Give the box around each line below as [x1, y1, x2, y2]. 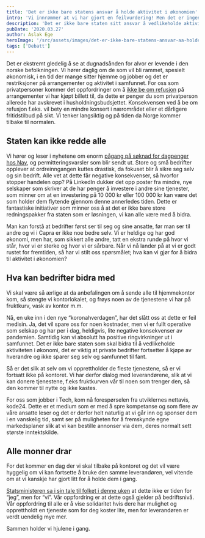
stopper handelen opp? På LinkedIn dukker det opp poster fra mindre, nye [6, 178, 192, 185]
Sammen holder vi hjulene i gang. [6, 525, 90, 532]
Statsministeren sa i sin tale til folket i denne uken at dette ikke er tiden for [6, 487, 192, 495]
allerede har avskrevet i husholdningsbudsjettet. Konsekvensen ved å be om [6, 98, 198, 106]
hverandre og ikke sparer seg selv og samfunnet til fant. [6, 353, 147, 360]
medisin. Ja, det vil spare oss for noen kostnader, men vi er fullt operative [6, 320, 191, 328]
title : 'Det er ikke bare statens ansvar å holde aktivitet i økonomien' [6, 9, 198, 15]
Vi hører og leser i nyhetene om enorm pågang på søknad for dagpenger [6, 152, 189, 160]
